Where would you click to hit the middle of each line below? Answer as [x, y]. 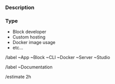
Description [20, 7]
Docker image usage [34, 42]
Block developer [29, 32]
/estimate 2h [18, 77]
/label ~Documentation [29, 67]
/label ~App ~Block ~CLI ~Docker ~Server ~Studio [58, 57]
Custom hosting [29, 37]
